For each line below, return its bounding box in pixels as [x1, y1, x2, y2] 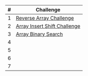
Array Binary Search [15, 31, 63, 38]
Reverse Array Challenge [15, 15, 74, 21]
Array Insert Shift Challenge [15, 23, 81, 29]
